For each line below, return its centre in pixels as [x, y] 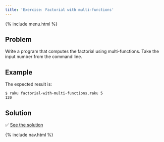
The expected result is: [28, 84]
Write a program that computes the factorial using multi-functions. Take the [82, 51]
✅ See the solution [24, 125]
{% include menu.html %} [31, 24]
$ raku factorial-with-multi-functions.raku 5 [54, 93]
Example [19, 72]
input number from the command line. [44, 57]
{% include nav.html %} [29, 135]
